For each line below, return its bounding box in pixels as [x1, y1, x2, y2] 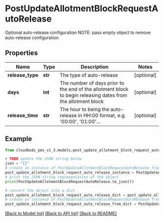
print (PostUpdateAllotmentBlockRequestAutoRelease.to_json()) [5, 179, 134, 184]
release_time [7, 112, 38, 119]
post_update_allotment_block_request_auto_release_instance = [5, 170, 134, 175]
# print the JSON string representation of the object [5, 175, 119, 179]
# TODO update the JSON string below [5, 156, 82, 161]
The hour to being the [60, 106, 110, 112]
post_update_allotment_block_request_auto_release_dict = [5, 193, 125, 198]
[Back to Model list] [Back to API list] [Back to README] [5, 211, 117, 217]
